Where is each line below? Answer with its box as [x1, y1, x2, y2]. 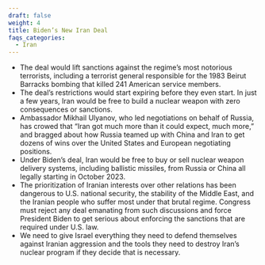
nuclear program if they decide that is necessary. [19, 248, 181, 257]
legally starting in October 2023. [19, 172, 125, 182]
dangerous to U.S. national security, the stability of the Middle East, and [19, 189, 254, 199]
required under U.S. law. [19, 222, 99, 232]
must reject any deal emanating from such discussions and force [19, 206, 232, 215]
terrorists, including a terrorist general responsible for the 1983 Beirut [19, 71, 247, 81]
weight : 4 [8, 19, 41, 27]
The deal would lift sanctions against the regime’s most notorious [19, 62, 232, 72]
